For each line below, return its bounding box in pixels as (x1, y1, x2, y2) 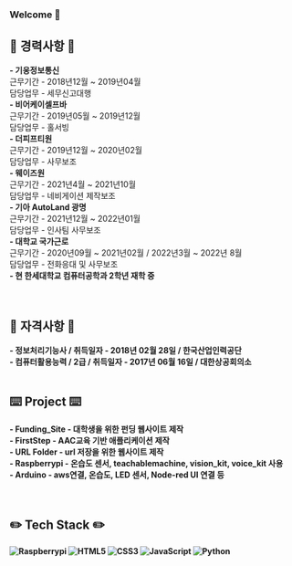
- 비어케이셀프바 (9, 99, 68, 110)
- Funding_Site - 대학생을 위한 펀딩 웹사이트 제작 (9, 424, 184, 435)
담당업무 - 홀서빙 (9, 121, 70, 132)
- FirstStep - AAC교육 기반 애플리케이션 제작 (9, 435, 171, 446)
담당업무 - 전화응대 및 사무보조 (9, 258, 119, 269)
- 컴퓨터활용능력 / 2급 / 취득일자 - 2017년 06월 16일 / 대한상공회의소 (9, 356, 253, 367)
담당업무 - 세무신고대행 (9, 87, 92, 99)
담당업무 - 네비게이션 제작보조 (9, 190, 116, 201)
